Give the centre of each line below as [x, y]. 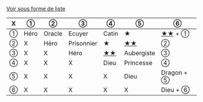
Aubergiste [140, 53]
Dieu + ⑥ [176, 90]
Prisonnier [83, 43]
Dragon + [175, 73]
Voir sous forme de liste [36, 9]
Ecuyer [79, 34]
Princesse [138, 63]
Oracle [53, 34]
